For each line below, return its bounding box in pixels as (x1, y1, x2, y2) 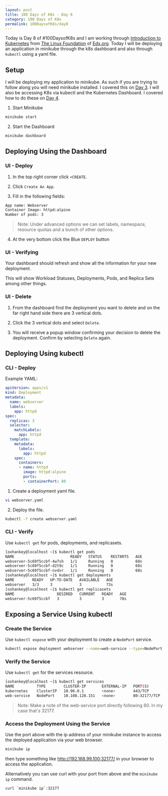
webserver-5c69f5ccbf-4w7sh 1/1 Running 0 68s (5, 558, 142, 564)
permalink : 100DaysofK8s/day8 (5, 21, 69, 27)
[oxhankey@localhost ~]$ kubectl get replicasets (5, 587, 111, 592)
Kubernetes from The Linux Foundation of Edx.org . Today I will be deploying (5, 41, 162, 47)
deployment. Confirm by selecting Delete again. (12, 334, 111, 340)
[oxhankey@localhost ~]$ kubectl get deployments (5, 573, 111, 578)
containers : (18, 460, 44, 465)
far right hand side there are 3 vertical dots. (12, 310, 103, 316)
